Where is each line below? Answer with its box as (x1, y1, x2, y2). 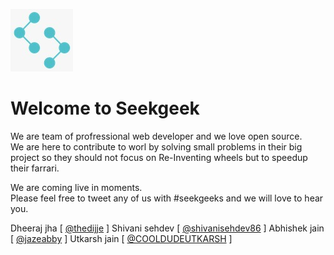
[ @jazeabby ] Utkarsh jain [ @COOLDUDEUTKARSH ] (10, 232, 233, 244)
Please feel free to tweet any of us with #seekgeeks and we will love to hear (10, 192, 324, 204)
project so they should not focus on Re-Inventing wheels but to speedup (10, 151, 308, 163)
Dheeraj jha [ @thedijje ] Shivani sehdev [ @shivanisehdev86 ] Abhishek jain (10, 222, 325, 234)
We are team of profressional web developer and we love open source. (10, 130, 303, 142)
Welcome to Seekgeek (10, 97, 200, 120)
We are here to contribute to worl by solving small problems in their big (10, 140, 303, 153)
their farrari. (10, 162, 60, 174)
